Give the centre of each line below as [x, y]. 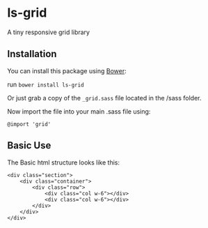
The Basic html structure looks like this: [64, 162]
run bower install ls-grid [46, 84]
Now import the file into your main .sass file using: [79, 111]
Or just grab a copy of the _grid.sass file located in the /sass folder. [104, 98]
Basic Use [29, 145]
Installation [32, 54]
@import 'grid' [29, 124]
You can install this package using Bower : [67, 70]
